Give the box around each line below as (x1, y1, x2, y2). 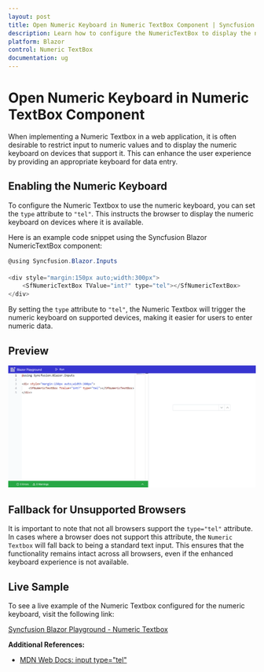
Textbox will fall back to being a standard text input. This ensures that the (8, 541, 244, 550)
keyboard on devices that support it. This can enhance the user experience (8, 148, 251, 157)
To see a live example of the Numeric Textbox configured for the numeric (8, 601, 245, 611)
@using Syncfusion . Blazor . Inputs (8, 257, 118, 265)
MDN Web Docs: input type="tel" (19, 655, 127, 665)
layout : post (8, 13, 51, 20)
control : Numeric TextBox (8, 46, 93, 54)
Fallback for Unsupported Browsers (8, 503, 186, 516)
